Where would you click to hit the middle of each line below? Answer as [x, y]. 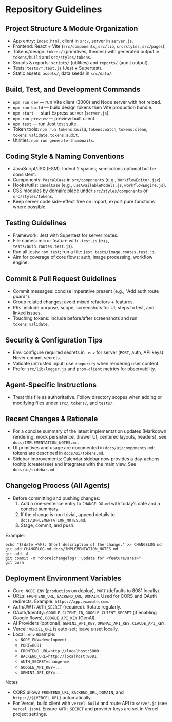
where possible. [30, 207]
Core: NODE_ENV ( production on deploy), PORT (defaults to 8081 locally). [87, 591]
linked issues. [27, 313]
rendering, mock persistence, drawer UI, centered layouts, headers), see [90, 436]
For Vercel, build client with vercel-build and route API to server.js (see [90, 703]
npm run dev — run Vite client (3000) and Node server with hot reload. [87, 102]
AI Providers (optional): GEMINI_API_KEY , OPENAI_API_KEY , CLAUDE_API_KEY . [89, 623]
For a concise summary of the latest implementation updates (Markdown [90, 431]
